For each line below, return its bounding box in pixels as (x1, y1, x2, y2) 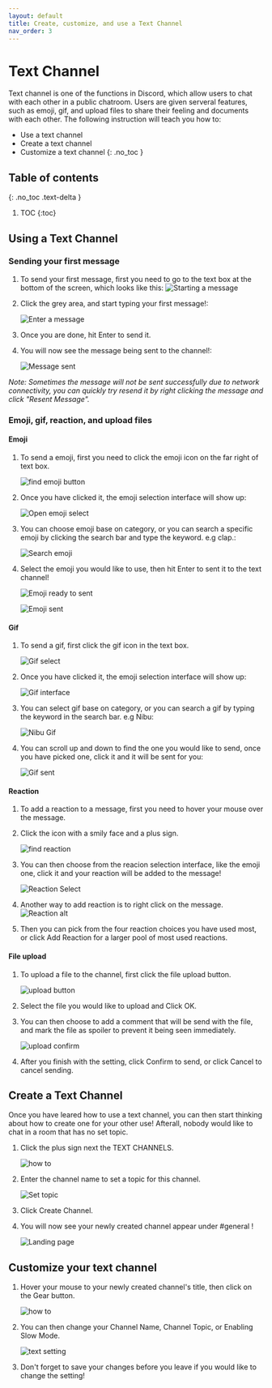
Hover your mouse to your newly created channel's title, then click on (19, 1282, 253, 1292)
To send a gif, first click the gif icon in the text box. (19, 641, 189, 651)
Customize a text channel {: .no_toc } (19, 147, 144, 157)
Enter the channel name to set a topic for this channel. (19, 1174, 201, 1184)
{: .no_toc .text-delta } (8, 192, 82, 203)
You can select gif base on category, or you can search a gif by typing (19, 703, 255, 713)
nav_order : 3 (8, 27, 53, 35)
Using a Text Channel (8, 232, 119, 246)
